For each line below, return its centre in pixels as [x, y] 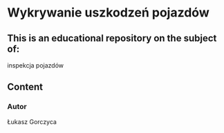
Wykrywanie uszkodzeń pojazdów [108, 13]
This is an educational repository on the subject [112, 38]
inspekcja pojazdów [36, 65]
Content [25, 87]
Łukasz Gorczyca [32, 121]
